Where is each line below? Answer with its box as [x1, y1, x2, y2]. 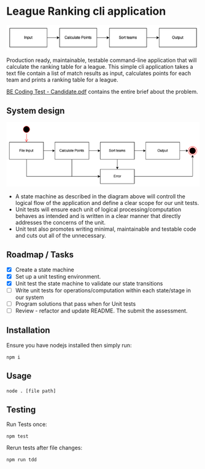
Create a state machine [15, 266, 75, 273]
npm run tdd [6, 457, 37, 463]
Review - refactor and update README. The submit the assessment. [15, 307, 188, 314]
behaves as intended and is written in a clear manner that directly [15, 212, 181, 219]
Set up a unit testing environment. [15, 273, 101, 280]
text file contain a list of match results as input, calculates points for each [6, 69, 191, 77]
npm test [6, 433, 29, 440]
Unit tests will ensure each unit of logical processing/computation [15, 206, 182, 213]
